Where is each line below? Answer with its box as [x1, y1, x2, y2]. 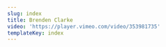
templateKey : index [7, 29, 64, 37]
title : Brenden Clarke [7, 17, 73, 23]
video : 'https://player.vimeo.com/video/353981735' [7, 23, 160, 30]
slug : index [7, 10, 42, 17]
